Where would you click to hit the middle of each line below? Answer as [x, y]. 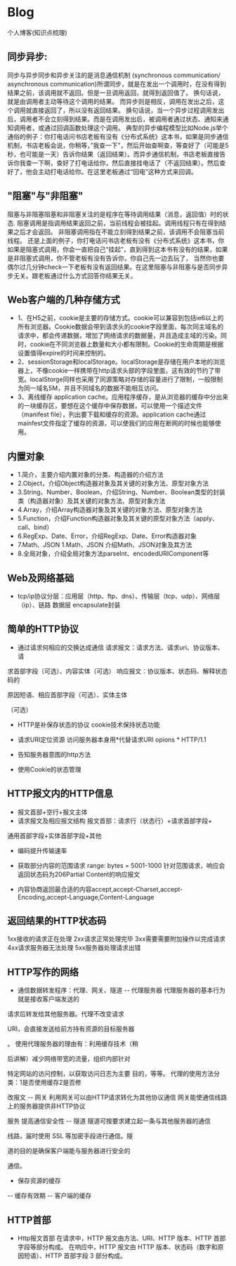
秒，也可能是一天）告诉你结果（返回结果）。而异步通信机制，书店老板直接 [113, 154]
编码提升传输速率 [42, 850]
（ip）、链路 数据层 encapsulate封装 [69, 605]
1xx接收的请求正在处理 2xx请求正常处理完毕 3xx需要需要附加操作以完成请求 [117, 939]
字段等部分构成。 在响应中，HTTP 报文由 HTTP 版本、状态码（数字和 [117, 1247]
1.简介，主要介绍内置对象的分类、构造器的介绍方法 [90, 475]
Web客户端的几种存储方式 [64, 299]
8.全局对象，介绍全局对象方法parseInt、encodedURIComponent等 [113, 554]
